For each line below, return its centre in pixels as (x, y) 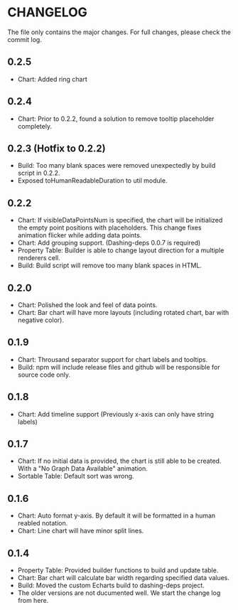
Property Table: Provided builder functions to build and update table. (118, 570)
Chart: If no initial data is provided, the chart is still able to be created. (119, 461)
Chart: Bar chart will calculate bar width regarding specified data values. (123, 578)
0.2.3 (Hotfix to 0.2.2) (57, 148)
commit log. (25, 39)
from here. (33, 601)
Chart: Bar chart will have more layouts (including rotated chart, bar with (123, 312)
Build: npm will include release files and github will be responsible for (119, 367)
